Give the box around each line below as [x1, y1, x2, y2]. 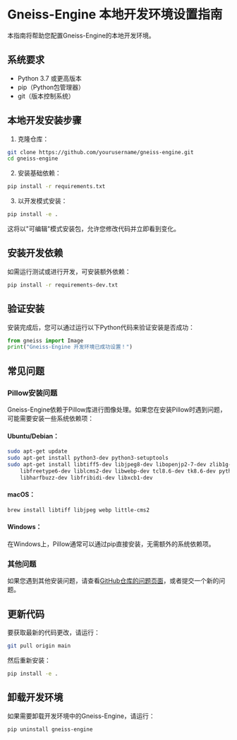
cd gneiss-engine [7, 155, 59, 163]
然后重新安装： [7, 656, 51, 664]
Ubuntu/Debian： [7, 432, 60, 440]
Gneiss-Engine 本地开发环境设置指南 [7, 6, 223, 23]
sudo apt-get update [7, 448, 68, 455]
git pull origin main [7, 642, 71, 649]
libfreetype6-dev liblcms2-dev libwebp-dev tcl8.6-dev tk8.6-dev [20, 468, 217, 475]
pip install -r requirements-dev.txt [7, 281, 119, 289]
